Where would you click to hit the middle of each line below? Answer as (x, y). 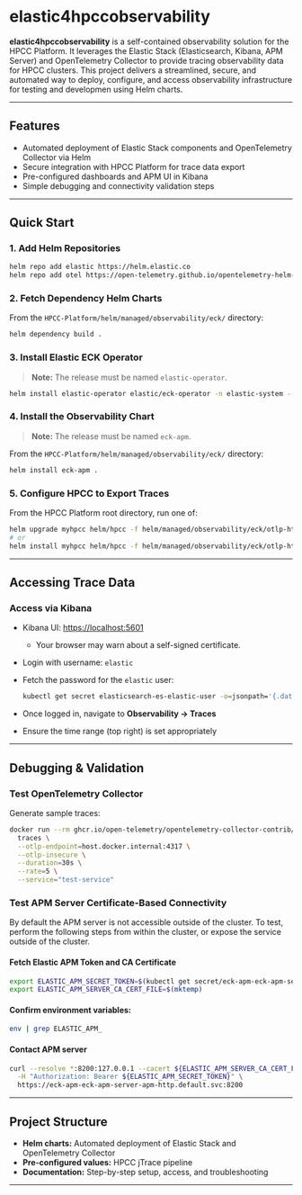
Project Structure (58, 1122)
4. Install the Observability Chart (82, 417)
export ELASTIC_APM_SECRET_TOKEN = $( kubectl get (100, 981)
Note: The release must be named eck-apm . (111, 436)
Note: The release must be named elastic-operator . (129, 377)
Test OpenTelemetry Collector (76, 794)
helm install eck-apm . (54, 470)
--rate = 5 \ (38, 872)
